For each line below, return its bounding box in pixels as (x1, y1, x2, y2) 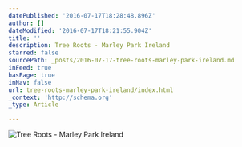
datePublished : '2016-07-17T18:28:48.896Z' (8, 11, 156, 20)
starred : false (8, 49, 59, 57)
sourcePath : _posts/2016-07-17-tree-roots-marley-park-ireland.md (8, 57, 235, 65)
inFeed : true (8, 64, 52, 72)
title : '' (8, 34, 42, 42)
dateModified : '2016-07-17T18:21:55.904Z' (8, 26, 152, 34)
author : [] (8, 19, 45, 27)
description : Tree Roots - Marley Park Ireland (8, 42, 171, 50)
